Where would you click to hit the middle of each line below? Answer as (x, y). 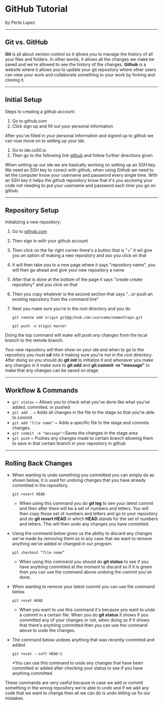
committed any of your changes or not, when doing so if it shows (84, 620)
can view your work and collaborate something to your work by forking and (80, 74)
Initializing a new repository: (33, 222)
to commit (22, 417)
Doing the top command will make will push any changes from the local (76, 335)
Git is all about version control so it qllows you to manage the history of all (79, 54)
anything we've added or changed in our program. (62, 544)
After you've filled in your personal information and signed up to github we (79, 135)
